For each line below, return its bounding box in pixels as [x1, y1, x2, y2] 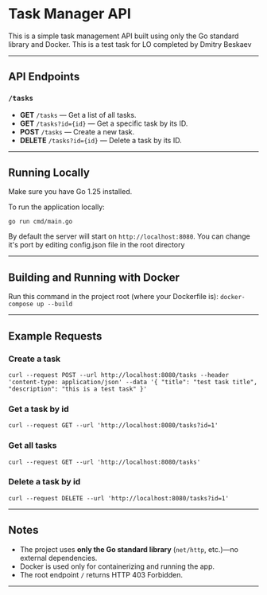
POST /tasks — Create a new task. [19, 126, 135, 136]
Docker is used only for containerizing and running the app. [19, 562, 215, 571]
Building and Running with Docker [8, 270, 180, 284]
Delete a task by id [8, 476, 81, 488]
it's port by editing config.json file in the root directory [8, 240, 185, 250]
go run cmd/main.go [8, 218, 73, 226]
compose [8, 300, 34, 309]
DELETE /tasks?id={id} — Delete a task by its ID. [19, 135, 182, 145]
